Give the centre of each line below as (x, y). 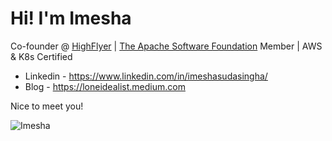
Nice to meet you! (47, 106)
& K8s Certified (41, 56)
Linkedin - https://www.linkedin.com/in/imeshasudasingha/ (146, 76)
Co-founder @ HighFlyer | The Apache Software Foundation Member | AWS (166, 46)
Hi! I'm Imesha (71, 18)
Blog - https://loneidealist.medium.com (105, 86)
